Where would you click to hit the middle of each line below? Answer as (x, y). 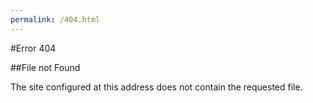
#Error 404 (33, 48)
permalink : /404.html (55, 19)
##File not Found (45, 67)
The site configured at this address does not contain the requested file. (156, 87)
